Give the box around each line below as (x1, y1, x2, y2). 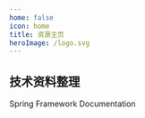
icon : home (9, 22, 50, 31)
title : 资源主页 (9, 30, 64, 39)
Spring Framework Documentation (9, 98, 136, 109)
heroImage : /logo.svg (9, 38, 90, 48)
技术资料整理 (9, 74, 81, 89)
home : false (9, 13, 54, 23)
